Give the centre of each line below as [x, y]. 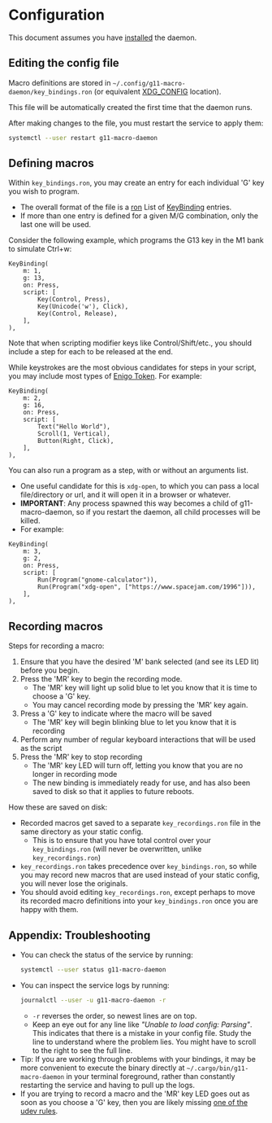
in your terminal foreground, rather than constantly [151, 1076]
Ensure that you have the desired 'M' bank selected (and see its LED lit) [140, 662]
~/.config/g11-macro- [149, 83]
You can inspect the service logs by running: [95, 985]
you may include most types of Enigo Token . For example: [105, 376]
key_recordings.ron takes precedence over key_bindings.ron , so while [138, 866]
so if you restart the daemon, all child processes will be [168, 512]
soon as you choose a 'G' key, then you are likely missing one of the [134, 1102]
